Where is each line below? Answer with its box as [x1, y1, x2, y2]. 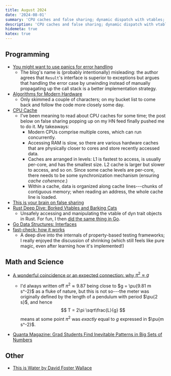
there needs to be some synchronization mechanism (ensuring [27, 172, 159, 178]
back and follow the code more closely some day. [20, 102, 125, 108]
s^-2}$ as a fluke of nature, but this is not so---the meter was [20, 288, 149, 294]
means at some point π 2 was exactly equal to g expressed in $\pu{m [20, 315, 164, 322]
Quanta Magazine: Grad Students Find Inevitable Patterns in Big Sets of [12, 331, 162, 337]
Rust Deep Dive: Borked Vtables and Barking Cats [12, 205, 117, 211]
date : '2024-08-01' [5, 12, 47, 17]
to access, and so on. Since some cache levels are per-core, [27, 167, 155, 173]
